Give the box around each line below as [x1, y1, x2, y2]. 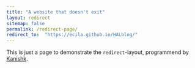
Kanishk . [6, 55, 29, 62]
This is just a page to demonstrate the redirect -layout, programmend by [6, 48, 189, 56]
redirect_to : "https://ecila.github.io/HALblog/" [6, 32, 138, 38]
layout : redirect [6, 15, 51, 21]
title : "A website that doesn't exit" [6, 9, 105, 15]
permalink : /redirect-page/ [6, 26, 78, 32]
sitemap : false [6, 20, 45, 26]
